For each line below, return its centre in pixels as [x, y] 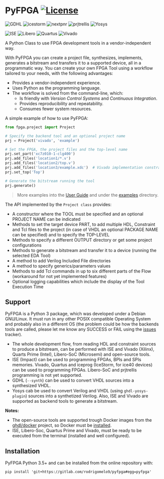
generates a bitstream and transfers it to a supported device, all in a [73, 63]
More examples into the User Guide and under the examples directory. [88, 195]
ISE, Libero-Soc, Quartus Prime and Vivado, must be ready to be [77, 431]
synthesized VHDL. [31, 386]
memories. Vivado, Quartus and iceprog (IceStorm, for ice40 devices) [82, 365]
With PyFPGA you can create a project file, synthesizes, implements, [74, 57]
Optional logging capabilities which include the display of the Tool [78, 281]
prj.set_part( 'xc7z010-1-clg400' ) [40, 154]
